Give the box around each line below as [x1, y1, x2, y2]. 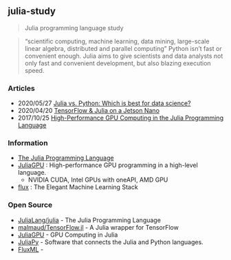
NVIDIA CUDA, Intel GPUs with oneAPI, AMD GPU [27, 175, 168, 184]
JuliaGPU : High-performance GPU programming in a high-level [17, 161, 198, 169]
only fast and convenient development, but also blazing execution [24, 58, 212, 67]
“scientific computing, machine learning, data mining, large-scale [24, 37, 210, 45]
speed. [24, 66, 45, 74]
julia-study [8, 6, 56, 17]
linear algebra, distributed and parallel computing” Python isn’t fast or [24, 44, 222, 52]
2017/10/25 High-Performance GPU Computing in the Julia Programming [17, 113, 224, 122]
